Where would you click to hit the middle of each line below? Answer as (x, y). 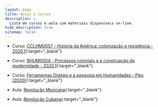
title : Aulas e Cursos (28, 14)
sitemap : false (20, 32)
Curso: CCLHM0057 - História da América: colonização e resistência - (82, 46)
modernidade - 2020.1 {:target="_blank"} (53, 66)
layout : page (18, 9)
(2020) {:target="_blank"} (37, 80)
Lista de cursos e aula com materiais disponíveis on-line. (71, 23)
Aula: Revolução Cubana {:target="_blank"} (55, 99)
